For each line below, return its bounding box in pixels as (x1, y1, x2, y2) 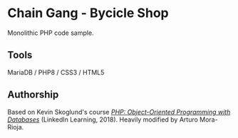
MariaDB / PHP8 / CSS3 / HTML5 (7, 68, 105, 76)
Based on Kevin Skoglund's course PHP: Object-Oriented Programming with (7, 107, 231, 116)
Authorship (7, 89, 59, 101)
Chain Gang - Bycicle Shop (7, 5, 169, 21)
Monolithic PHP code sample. (7, 28, 94, 37)
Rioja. (7, 122, 24, 131)
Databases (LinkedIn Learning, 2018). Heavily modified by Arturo (7, 115, 198, 124)
